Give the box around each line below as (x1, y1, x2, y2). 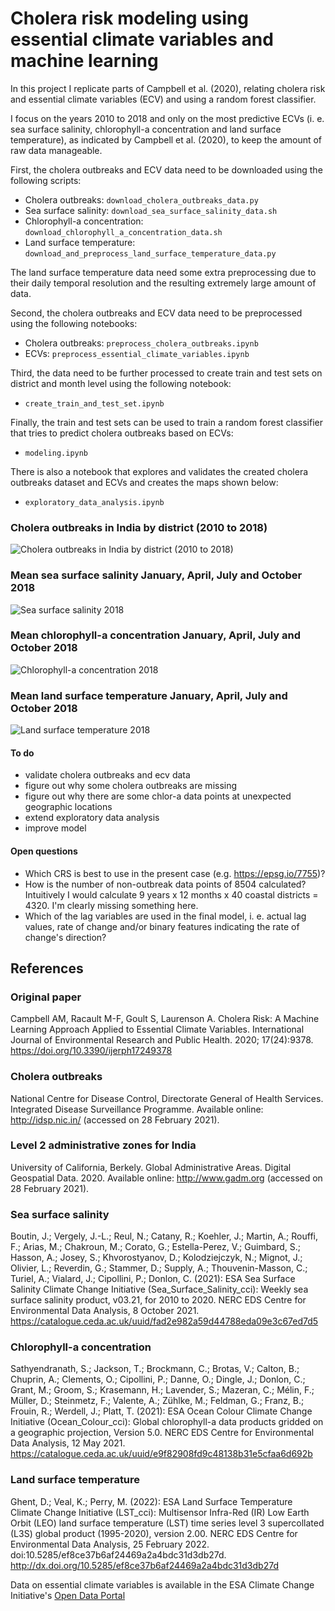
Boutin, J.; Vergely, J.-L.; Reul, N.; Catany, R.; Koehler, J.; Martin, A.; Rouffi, (10, 1230, 318, 1242)
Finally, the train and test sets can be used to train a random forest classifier (10, 416, 323, 428)
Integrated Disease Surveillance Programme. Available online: (10, 1103, 264, 1115)
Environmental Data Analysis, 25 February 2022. (10, 1538, 210, 1550)
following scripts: (10, 174, 82, 186)
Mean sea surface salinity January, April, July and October (10, 568, 303, 582)
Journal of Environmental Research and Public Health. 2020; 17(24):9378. (10, 1034, 314, 1046)
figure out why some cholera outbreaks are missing (24, 780, 238, 792)
